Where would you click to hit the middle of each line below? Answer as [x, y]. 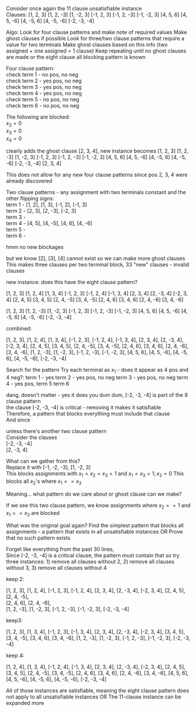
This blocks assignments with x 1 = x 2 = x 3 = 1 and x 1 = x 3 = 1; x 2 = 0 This [95, 474]
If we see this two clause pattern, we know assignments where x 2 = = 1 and [98, 506]
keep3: [14, 621]
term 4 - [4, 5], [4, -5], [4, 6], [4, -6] [49, 223]
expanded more [25, 703]
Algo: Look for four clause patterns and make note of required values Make [97, 32]
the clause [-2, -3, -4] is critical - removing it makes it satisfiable [84, 407]
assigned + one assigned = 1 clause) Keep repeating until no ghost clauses [96, 51]
